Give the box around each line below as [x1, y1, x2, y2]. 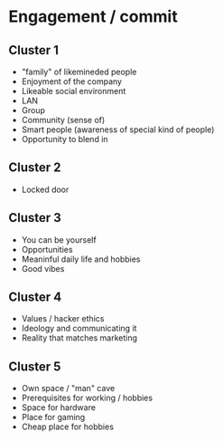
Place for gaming [21, 412, 86, 423]
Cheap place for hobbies [21, 421, 115, 432]
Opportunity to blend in [21, 134, 109, 144]
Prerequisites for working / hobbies [21, 392, 153, 404]
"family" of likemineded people [21, 66, 137, 77]
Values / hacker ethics [21, 313, 105, 324]
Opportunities [21, 244, 73, 254]
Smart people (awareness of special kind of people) [21, 124, 215, 135]
